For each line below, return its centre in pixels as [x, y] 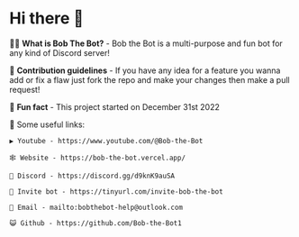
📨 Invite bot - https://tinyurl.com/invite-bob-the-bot [116, 191]
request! [25, 89]
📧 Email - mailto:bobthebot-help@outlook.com [96, 207]
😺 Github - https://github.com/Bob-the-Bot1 [95, 223]
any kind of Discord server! [60, 52]
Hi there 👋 [46, 18]
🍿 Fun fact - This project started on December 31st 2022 [115, 106]
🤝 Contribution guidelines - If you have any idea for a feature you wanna [145, 70]
